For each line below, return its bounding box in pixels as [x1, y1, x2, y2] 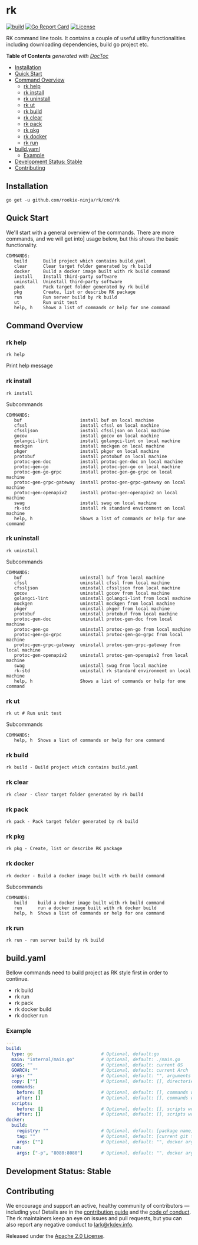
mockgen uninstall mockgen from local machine [14, 601, 176, 607]
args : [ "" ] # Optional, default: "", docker [16, 1139, 183, 1145]
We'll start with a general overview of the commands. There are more [6, 229, 174, 236]
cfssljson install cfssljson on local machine [14, 427, 170, 433]
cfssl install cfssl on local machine [14, 422, 160, 429]
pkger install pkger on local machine [14, 448, 160, 454]
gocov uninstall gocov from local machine [14, 590, 170, 596]
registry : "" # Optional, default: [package [16, 1128, 178, 1134]
